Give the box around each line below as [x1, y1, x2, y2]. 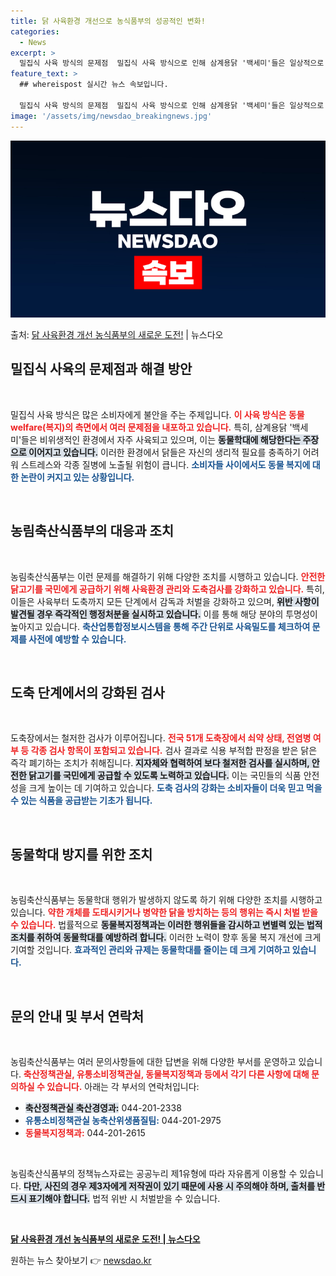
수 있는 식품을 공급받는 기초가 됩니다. [10, 795, 153, 807]
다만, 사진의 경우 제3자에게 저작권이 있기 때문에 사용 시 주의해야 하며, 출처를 [23, 1180, 316, 1192]
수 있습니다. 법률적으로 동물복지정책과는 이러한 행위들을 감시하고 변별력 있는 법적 [10, 919, 323, 931]
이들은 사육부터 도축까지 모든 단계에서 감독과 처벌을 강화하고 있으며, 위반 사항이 [10, 595, 320, 607]
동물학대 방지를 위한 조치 [10, 846, 153, 863]
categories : [10, 26, 60, 37]
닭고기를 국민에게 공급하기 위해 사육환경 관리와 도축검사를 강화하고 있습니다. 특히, [10, 583, 325, 595]
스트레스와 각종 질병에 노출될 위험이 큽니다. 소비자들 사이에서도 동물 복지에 [20, 458, 311, 470]
